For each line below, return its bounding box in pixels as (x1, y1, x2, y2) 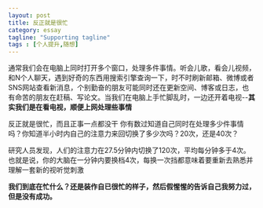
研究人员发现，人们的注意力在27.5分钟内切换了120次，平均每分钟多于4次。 (8, 146, 250, 155)
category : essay (8, 26, 61, 34)
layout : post (8, 11, 51, 20)
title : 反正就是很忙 (8, 19, 68, 27)
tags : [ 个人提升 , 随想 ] (8, 41, 79, 49)
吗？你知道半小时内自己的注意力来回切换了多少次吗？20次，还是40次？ (8, 129, 239, 138)
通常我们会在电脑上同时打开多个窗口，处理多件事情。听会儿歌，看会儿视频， (8, 64, 256, 73)
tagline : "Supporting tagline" (8, 33, 111, 42)
